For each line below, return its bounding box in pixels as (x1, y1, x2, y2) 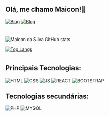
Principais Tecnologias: (5, 64, 81, 72)
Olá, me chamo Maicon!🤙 (5, 5, 86, 14)
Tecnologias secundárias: (5, 92, 89, 100)
